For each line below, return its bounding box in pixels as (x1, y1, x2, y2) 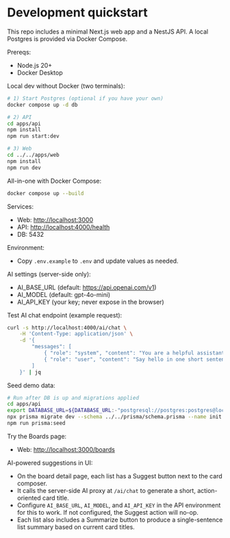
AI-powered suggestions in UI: (7, 459, 93, 467)
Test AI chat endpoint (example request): (7, 311, 123, 319)
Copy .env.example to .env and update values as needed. (16, 257, 179, 265)
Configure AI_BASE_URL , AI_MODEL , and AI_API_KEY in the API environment (16, 501, 221, 509)
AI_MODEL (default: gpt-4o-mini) (16, 290, 111, 298)
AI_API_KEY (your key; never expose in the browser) (16, 298, 164, 306)
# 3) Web (7, 145, 32, 152)
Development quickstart (7, 5, 149, 21)
